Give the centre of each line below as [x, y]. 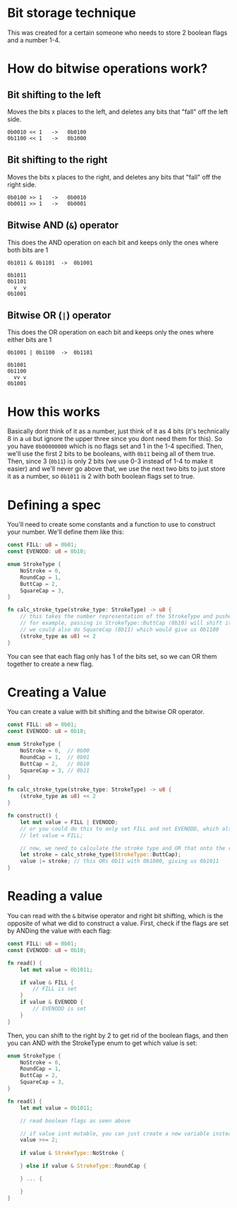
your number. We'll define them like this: [66, 532]
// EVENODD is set [60, 1009]
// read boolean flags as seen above [75, 1121]
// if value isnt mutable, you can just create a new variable [115, 1133]
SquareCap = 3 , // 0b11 [55, 770]
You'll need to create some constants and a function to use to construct [111, 524]
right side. [22, 184]
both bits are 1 [28, 250]
